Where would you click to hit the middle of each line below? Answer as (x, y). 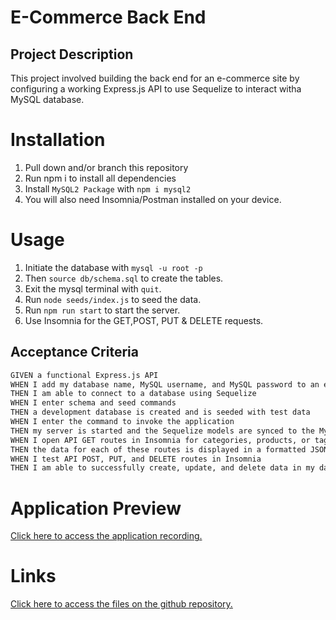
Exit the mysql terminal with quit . (93, 288)
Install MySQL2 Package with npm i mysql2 (108, 188)
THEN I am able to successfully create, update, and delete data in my (162, 468)
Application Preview (96, 508)
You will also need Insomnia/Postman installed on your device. (153, 199)
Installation (58, 140)
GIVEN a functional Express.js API (84, 375)
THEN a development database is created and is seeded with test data (160, 412)
